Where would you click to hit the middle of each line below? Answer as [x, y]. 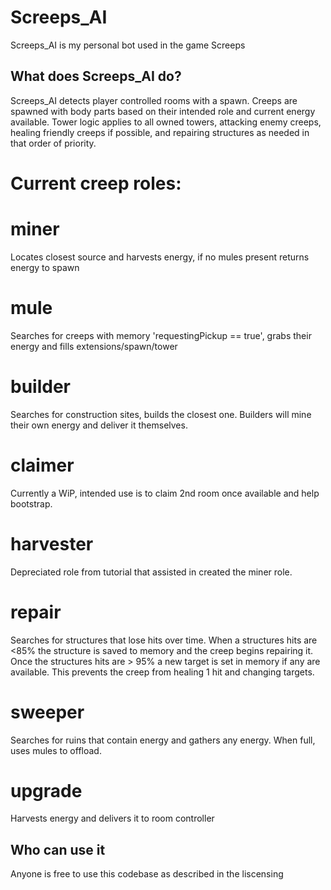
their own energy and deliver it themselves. [99, 425]
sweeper [47, 712]
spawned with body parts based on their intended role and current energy [163, 111]
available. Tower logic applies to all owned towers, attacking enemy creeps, [166, 122]
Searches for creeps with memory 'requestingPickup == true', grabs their [161, 335]
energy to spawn [45, 267]
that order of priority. [53, 143]
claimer [42, 465]
